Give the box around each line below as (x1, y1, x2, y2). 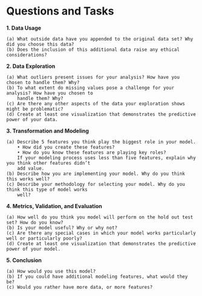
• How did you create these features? (17, 144, 115, 150)
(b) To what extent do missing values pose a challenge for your (6, 85, 174, 91)
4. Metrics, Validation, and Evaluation (6, 202, 103, 209)
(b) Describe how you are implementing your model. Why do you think (6, 171, 186, 177)
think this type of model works (6, 186, 88, 192)
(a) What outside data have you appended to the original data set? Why (6, 36, 194, 42)
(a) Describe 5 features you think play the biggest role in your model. (6, 139, 197, 145)
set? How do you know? (6, 219, 64, 225)
